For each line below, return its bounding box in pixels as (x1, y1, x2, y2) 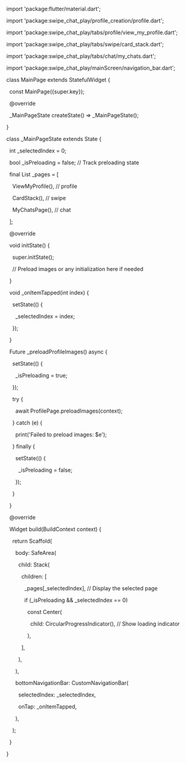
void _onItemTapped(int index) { (9, 289, 90, 296)
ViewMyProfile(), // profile (12, 183, 77, 190)
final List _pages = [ (9, 171, 59, 178)
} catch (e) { (12, 419, 43, 426)
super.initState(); (12, 253, 54, 261)
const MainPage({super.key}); (9, 88, 85, 95)
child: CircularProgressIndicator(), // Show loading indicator (30, 620, 180, 627)
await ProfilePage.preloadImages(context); (15, 407, 123, 414)
